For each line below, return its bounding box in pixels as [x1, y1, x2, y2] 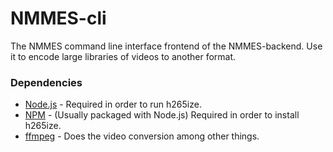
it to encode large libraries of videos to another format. [10, 50, 237, 62]
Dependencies [10, 75, 83, 89]
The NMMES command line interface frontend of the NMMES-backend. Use [10, 40, 323, 52]
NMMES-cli [10, 7, 107, 30]
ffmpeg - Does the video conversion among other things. [24, 130, 260, 142]
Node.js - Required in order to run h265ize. [24, 98, 202, 111]
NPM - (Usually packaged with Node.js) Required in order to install [24, 109, 300, 121]
